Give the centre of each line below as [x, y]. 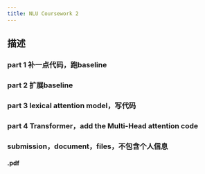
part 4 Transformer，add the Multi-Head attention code [103, 125]
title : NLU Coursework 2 [43, 14]
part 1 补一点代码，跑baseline [57, 64]
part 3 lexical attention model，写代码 [72, 105]
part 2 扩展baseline [40, 85]
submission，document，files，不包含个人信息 [88, 146]
